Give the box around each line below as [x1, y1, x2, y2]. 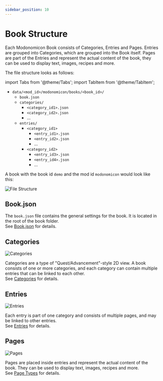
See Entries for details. [5, 323, 51, 329]
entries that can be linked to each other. [5, 271, 85, 277]
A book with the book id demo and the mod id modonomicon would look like [5, 171, 150, 177]
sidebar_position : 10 [5, 7, 49, 12]
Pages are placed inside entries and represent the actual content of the [5, 359, 148, 365]
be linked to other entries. [5, 318, 57, 324]
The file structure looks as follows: [5, 70, 75, 76]
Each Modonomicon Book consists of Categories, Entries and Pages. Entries [5, 45, 159, 51]
